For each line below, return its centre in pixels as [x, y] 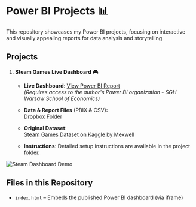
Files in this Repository [50, 183]
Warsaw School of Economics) [62, 98]
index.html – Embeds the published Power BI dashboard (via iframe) [99, 197]
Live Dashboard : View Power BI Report [72, 85]
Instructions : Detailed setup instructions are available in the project [107, 146]
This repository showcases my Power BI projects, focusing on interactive [96, 31]
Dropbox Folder [43, 116]
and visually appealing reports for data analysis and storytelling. [85, 38]
